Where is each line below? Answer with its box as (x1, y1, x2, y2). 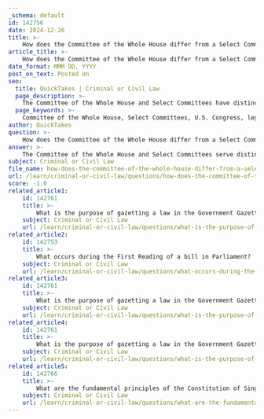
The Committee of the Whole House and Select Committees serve (22, 150, 234, 158)
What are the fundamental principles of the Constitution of (36, 384, 241, 392)
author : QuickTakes (8, 121, 72, 129)
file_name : (8, 165, 44, 173)
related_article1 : (8, 186, 68, 195)
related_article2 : (8, 231, 68, 239)
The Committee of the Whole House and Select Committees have (22, 99, 230, 107)
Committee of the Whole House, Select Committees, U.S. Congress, (22, 114, 244, 122)
